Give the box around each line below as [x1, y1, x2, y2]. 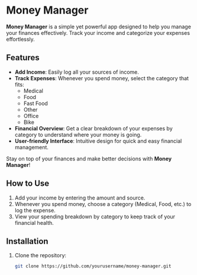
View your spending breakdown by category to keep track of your [14, 213, 176, 220]
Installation [6, 236, 49, 246]
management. [14, 143, 49, 150]
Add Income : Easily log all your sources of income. [14, 68, 139, 76]
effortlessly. [6, 35, 35, 42]
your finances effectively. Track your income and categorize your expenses [6, 29, 190, 36]
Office [23, 112, 39, 119]
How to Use [6, 178, 50, 189]
